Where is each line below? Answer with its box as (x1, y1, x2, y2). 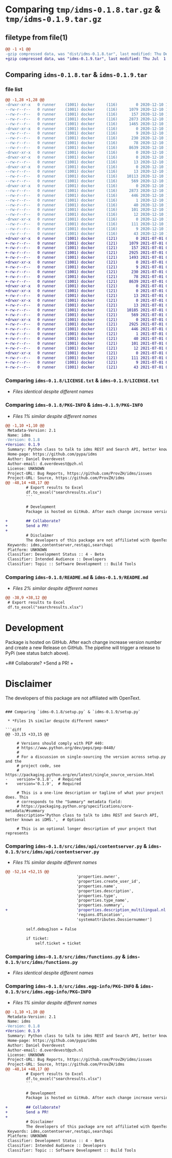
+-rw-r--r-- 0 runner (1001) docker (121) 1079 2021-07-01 (5, 240, 164, 246)
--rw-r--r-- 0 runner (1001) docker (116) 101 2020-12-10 (5, 207, 164, 213)
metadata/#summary (5, 808, 45, 813)
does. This (5, 794, 29, 800)
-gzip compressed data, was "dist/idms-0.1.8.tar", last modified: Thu (5, 51, 161, 56)
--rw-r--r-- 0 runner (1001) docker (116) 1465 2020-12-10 (5, 121, 164, 126)
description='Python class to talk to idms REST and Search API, (16, 812, 159, 818)
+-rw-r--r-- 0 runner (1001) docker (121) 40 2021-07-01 (5, 336, 164, 341)
